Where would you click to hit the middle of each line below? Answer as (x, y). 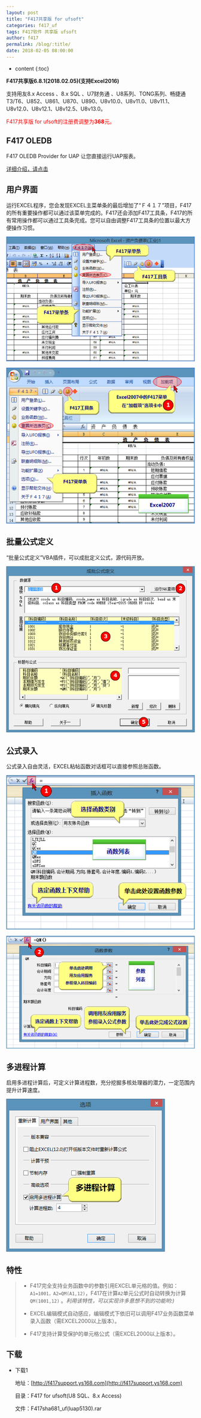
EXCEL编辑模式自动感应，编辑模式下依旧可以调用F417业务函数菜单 (112, 1313)
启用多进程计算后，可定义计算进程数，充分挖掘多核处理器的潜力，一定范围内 (100, 1083)
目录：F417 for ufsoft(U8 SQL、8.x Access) (68, 1395)
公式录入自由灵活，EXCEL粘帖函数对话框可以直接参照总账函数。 (85, 767)
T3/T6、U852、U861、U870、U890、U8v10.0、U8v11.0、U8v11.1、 (89, 101)
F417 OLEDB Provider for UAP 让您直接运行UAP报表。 (72, 156)
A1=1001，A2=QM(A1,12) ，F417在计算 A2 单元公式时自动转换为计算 (108, 1293)
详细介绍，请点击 (27, 169)
